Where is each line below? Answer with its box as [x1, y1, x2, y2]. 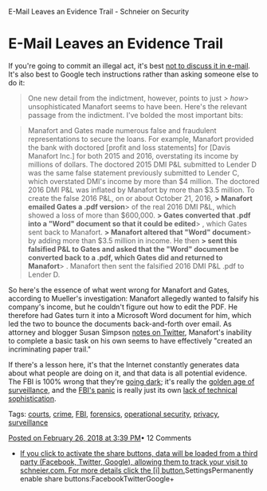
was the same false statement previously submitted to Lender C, [27, 167, 240, 178]
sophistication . [8, 394, 57, 403]
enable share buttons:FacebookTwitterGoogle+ [19, 473, 175, 483]
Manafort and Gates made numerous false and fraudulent [27, 125, 217, 135]
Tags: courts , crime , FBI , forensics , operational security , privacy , [8, 409, 220, 418]
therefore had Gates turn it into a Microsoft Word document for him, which [8, 310, 252, 320]
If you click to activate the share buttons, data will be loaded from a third [19, 448, 258, 458]
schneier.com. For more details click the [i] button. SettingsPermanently [19, 465, 253, 475]
